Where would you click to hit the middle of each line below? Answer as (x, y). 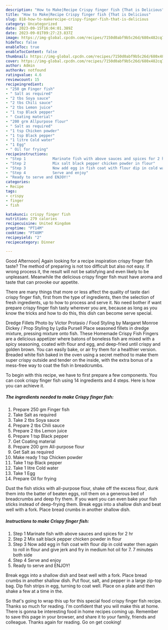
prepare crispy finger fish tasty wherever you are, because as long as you (82, 308)
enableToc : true (22, 47)
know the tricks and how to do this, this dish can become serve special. (79, 313)
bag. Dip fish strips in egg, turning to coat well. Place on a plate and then (80, 586)
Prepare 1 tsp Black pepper (41, 436)
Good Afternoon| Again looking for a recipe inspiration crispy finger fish (79, 261)
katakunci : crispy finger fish (38, 214)
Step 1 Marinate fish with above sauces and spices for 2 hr (73, 534)
